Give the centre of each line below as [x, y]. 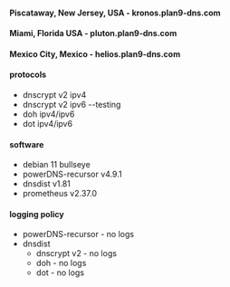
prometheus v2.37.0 [60, 194]
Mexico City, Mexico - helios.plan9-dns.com [95, 53]
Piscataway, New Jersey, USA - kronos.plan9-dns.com [115, 13]
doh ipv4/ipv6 [48, 114]
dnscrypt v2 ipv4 [54, 94]
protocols [28, 75]
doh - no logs [61, 263]
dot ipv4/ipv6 [48, 123]
